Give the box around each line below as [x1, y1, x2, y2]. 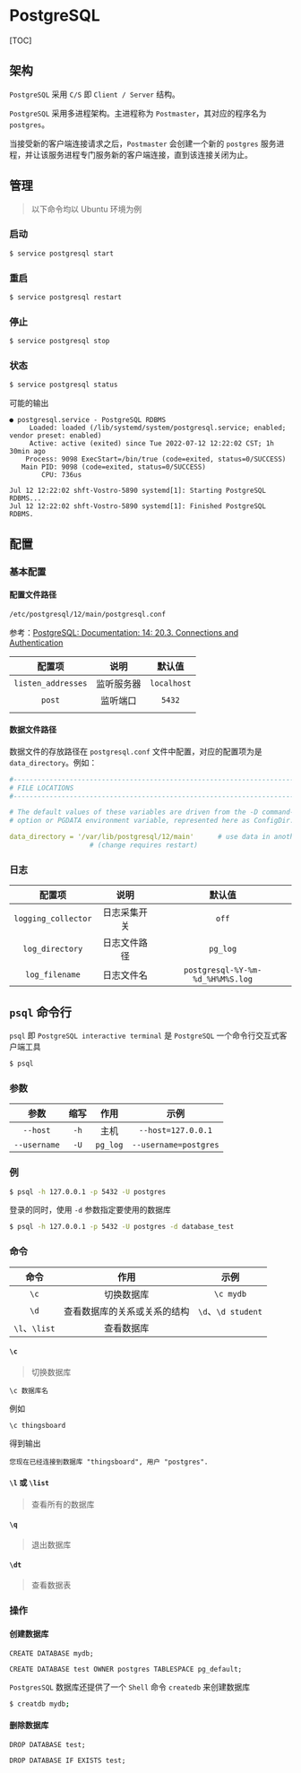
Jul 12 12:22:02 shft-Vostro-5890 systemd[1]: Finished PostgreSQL [9, 502, 267, 511]
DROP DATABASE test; [9, 1740, 87, 1749]
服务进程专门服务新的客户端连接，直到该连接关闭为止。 [47, 149, 253, 160]
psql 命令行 [9, 1005, 72, 1020]
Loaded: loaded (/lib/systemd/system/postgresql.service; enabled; [29, 423, 287, 433]
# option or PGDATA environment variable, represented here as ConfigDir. [9, 817, 295, 826]
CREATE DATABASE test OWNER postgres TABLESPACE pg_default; [9, 1665, 243, 1674]
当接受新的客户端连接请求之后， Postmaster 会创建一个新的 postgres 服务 [9, 138, 277, 149]
